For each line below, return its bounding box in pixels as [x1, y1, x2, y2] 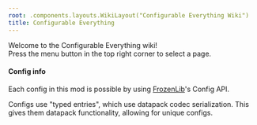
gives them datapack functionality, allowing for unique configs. [8, 108, 214, 117]
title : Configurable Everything [8, 19, 115, 27]
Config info [8, 67, 46, 76]
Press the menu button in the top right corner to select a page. [8, 49, 212, 58]
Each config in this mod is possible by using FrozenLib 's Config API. [8, 84, 230, 94]
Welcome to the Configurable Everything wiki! [8, 40, 158, 50]
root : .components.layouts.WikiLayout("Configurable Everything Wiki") [8, 11, 249, 20]
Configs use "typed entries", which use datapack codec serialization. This [8, 99, 249, 108]
